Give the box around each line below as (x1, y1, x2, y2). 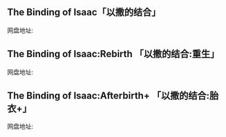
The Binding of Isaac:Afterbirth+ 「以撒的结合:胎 (7, 90, 219, 102)
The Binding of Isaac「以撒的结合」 (7, 6, 161, 19)
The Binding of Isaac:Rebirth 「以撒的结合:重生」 (7, 48, 220, 60)
